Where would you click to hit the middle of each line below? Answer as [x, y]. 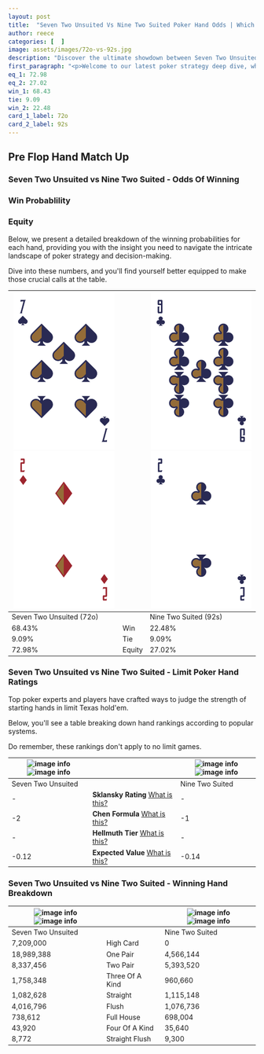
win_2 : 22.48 [29, 108]
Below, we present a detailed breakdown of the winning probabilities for [124, 239]
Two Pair [120, 965]
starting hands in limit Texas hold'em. [68, 707]
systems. [23, 731]
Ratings [23, 682]
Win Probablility [39, 200]
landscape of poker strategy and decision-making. [90, 255]
